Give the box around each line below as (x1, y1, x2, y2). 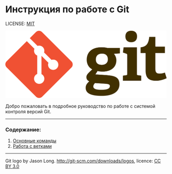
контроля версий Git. (5, 108, 51, 115)
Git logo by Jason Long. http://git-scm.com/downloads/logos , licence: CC (5, 158, 161, 164)
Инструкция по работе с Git (5, 4, 130, 15)
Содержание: (5, 126, 41, 134)
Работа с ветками (12, 143, 52, 149)
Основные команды (12, 138, 57, 144)
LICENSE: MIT (5, 20, 35, 27)
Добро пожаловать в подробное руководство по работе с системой (5, 103, 156, 110)
